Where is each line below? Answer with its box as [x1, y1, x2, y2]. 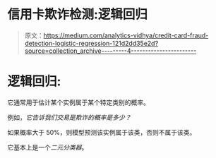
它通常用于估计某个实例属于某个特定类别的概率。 [7, 98, 150, 107]
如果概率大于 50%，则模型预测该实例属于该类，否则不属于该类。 [7, 128, 196, 136]
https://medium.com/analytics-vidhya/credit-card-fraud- [43, 31, 209, 39]
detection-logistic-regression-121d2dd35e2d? [24, 39, 159, 47]
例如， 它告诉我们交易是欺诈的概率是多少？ [7, 113, 131, 121]
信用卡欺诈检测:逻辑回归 [7, 6, 148, 23]
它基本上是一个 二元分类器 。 [7, 142, 88, 152]
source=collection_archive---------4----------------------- [24, 47, 197, 55]
